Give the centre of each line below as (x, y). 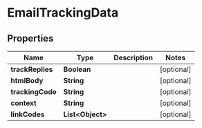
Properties (30, 38)
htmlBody (27, 81)
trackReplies (32, 69)
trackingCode (34, 92)
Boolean (77, 69)
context (24, 103)
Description (134, 58)
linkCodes (28, 114)
